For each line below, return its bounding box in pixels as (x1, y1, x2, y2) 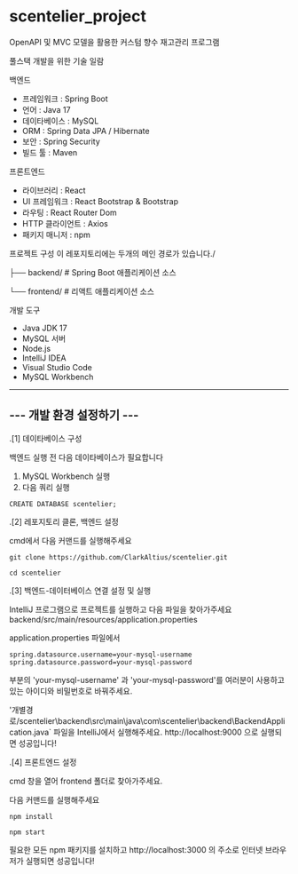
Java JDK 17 (21, 322, 68, 333)
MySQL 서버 (21, 333, 67, 344)
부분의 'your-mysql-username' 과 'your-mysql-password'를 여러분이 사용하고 (9, 674, 286, 685)
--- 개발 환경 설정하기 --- (9, 408, 139, 423)
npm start (9, 828, 46, 837)
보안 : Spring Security (21, 136, 100, 147)
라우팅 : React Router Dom (21, 207, 117, 218)
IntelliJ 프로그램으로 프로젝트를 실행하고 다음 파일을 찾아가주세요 (9, 604, 232, 615)
